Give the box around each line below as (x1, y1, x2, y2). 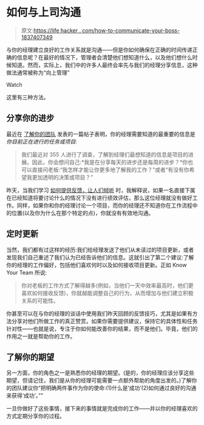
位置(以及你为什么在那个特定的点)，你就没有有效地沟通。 (11, 209, 154, 216)
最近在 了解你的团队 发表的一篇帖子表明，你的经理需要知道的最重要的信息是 (6, 130, 195, 137)
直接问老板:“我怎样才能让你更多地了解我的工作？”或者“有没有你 (32, 166, 189, 173)
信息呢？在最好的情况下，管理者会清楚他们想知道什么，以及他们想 (16, 53, 182, 61)
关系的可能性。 (21, 297, 59, 304)
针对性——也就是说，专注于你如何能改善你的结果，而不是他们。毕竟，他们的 (6, 325, 198, 332)
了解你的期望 (6, 352, 55, 362)
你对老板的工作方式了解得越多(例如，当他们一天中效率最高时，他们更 (21, 282, 194, 289)
